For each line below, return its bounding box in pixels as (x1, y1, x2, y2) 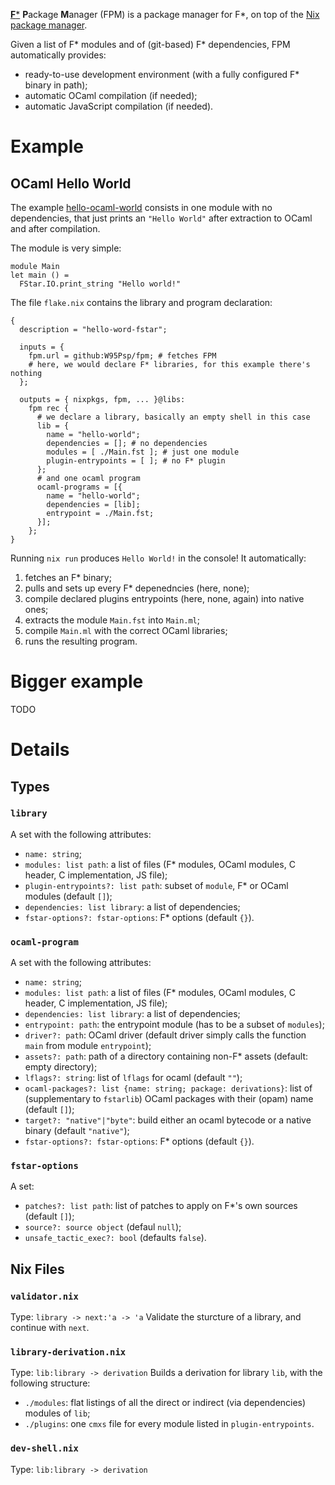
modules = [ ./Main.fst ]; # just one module (46, 447, 240, 457)
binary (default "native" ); (24, 1125, 130, 1137)
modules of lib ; (24, 1407, 91, 1419)
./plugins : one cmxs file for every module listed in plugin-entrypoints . (24, 1418, 315, 1430)
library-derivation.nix (10, 1347, 127, 1358)
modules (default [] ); (24, 890, 113, 902)
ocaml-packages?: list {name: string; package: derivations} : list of (24, 1082, 313, 1094)
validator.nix (10, 1290, 79, 1302)
